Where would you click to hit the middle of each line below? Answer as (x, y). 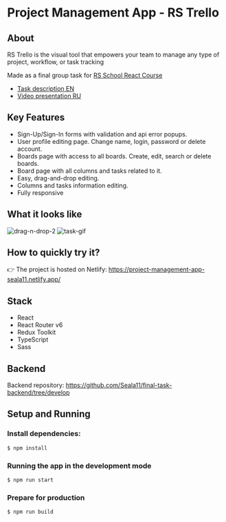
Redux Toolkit (36, 333)
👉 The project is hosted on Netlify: (57, 269)
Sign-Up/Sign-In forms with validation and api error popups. (102, 134)
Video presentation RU (49, 96)
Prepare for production (46, 497)
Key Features (36, 117)
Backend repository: (36, 385)
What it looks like (45, 215)
